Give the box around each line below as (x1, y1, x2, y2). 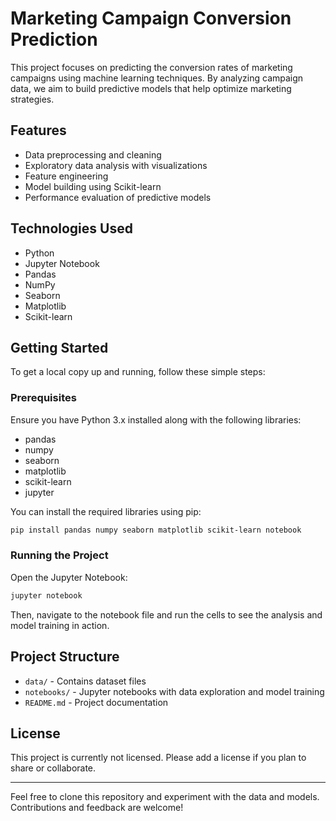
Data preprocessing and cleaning (24, 148, 162, 161)
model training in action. (10, 619, 110, 631)
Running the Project (10, 548, 109, 562)
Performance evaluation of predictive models (24, 191, 212, 203)
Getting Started (10, 339, 109, 356)
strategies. (10, 93, 55, 105)
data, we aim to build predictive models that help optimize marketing (10, 82, 292, 94)
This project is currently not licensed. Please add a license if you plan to (10, 752, 307, 764)
